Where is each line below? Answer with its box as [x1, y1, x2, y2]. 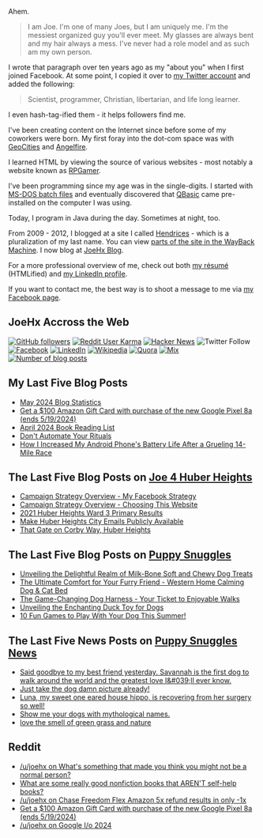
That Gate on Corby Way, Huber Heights [19, 525, 152, 534]
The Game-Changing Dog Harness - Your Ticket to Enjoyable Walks [19, 595, 240, 604]
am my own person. [27, 47, 92, 56]
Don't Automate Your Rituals [19, 431, 112, 440]
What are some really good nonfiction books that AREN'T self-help [19, 778, 237, 787]
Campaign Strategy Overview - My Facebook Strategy [19, 492, 197, 501]
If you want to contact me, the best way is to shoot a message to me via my [8, 285, 254, 293]
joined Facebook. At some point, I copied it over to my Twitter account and [8, 71, 251, 80]
